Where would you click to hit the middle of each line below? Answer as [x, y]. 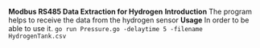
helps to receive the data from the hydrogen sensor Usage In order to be [129, 20]
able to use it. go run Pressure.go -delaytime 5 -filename [105, 28]
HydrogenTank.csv [37, 36]
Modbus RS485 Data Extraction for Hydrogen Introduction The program [130, 12]
